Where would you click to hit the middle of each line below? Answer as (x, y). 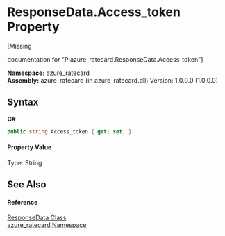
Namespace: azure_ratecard (49, 73)
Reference (23, 202)
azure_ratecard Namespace (47, 225)
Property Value (30, 147)
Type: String (25, 162)
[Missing (20, 46)
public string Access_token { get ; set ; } (69, 132)
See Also (27, 185)
